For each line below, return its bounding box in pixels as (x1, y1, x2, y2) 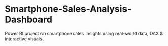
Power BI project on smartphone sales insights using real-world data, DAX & (5, 30, 163, 36)
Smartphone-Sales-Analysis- (5, 3, 132, 15)
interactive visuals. (5, 36, 44, 42)
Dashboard (5, 14, 53, 25)
